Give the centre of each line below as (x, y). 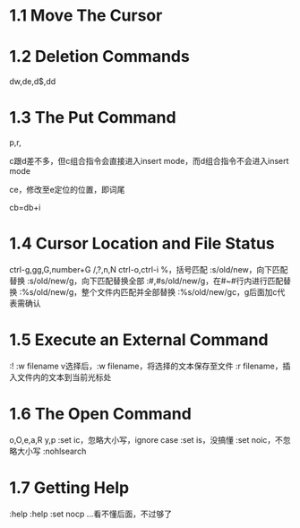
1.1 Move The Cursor (86, 16)
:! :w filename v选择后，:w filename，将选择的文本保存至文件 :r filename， (146, 366)
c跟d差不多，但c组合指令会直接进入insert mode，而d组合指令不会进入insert (149, 161)
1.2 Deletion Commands (99, 57)
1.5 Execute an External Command (139, 340)
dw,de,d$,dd (33, 82)
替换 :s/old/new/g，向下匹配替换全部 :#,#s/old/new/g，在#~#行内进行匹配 (146, 281)
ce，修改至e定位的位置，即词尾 (67, 190)
